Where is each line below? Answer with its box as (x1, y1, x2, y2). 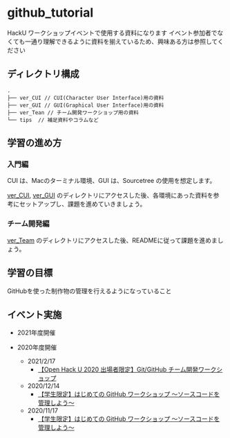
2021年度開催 (17, 328, 56, 337)
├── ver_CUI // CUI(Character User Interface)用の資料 (7, 94, 164, 101)
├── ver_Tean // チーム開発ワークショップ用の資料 (7, 109, 140, 116)
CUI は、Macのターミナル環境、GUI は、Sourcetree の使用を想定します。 (7, 177, 216, 185)
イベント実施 (7, 308, 62, 320)
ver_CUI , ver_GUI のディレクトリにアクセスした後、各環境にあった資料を (7, 191, 213, 200)
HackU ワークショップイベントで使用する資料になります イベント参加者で (7, 28, 218, 37)
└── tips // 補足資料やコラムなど (7, 116, 99, 123)
